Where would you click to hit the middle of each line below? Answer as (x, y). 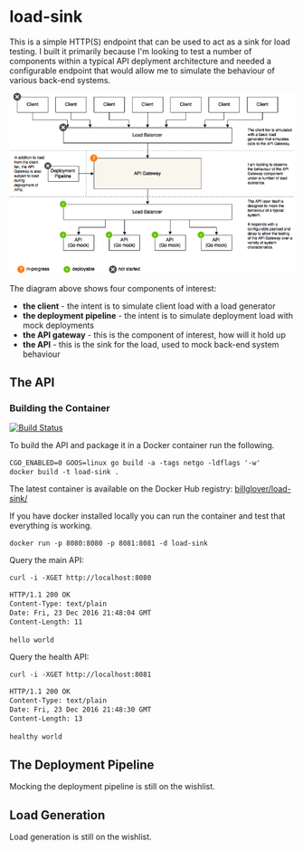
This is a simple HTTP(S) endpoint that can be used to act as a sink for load (150, 42)
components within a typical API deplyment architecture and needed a (140, 61)
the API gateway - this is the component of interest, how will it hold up (154, 335)
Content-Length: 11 (46, 622)
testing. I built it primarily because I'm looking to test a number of (131, 51)
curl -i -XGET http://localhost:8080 (80, 578)
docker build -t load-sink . (64, 473)
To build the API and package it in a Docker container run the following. (142, 445)
